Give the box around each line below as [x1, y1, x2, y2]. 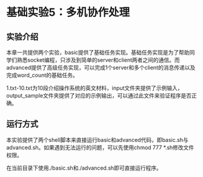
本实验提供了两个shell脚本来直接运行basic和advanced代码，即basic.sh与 [6, 136, 189, 143]
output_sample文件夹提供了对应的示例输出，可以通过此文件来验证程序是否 [6, 92, 192, 99]
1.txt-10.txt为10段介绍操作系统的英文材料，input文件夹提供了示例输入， [6, 84, 183, 92]
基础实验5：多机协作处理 [6, 5, 130, 19]
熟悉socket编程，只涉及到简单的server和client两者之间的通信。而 [16, 56, 180, 64]
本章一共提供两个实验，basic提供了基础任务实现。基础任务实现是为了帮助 [6, 49, 190, 56]
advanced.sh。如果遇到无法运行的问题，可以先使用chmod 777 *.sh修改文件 [6, 144, 195, 151]
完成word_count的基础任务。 [6, 72, 79, 79]
